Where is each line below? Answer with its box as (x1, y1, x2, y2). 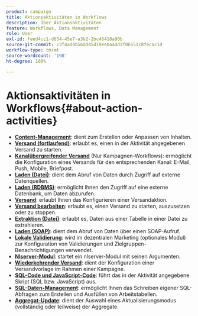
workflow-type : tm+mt (6, 47, 60, 53)
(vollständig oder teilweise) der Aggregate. (14, 303, 119, 311)
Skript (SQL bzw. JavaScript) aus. (14, 278, 97, 285)
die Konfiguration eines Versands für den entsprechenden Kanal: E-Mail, (14, 159, 191, 166)
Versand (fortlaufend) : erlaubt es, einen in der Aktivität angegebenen (14, 140, 186, 147)
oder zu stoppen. (14, 209, 57, 216)
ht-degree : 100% (6, 58, 46, 64)
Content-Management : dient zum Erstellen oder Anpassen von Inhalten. (14, 134, 192, 141)
